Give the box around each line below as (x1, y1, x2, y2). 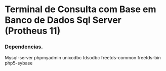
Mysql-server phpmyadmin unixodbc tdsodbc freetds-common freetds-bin (5, 55, 161, 61)
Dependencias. (5, 43, 44, 50)
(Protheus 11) (5, 25, 61, 37)
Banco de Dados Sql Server (5, 14, 122, 26)
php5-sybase (5, 60, 33, 66)
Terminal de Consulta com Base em (5, 4, 156, 15)
